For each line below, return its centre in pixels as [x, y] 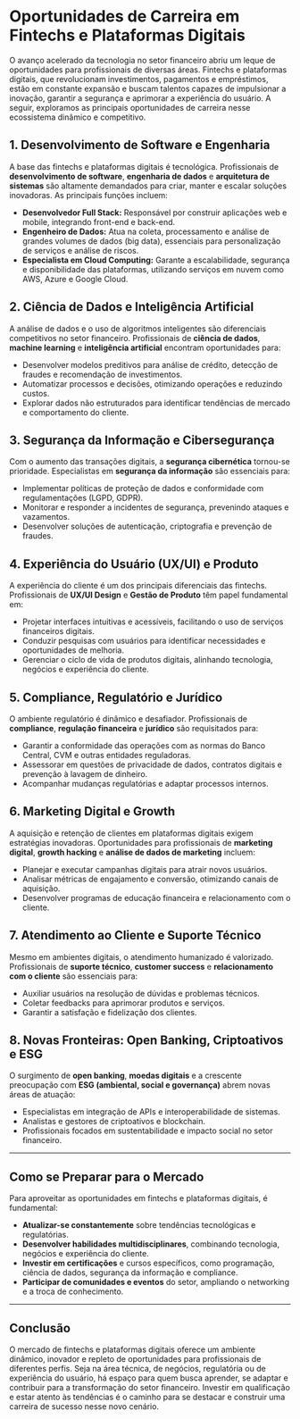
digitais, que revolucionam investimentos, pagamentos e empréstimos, [139, 79]
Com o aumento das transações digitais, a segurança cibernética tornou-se [150, 462]
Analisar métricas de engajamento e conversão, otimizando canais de [150, 879]
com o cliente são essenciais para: [74, 976]
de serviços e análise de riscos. [80, 250]
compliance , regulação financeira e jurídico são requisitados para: [134, 728]
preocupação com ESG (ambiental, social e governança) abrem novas [140, 1085]
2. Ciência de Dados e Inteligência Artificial [132, 307]
